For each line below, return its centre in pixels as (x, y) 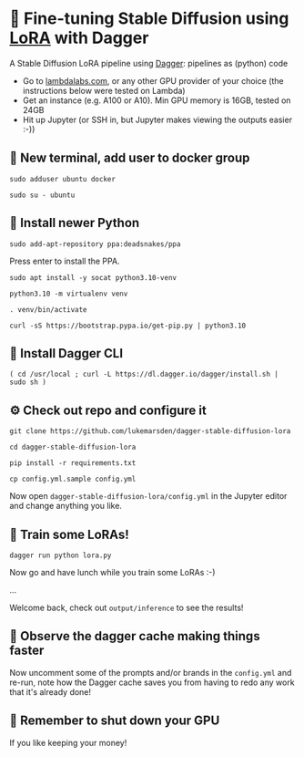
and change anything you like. (66, 506)
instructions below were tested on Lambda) (104, 90)
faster (27, 651)
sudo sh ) (28, 382)
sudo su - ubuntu (42, 195)
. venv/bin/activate (49, 309)
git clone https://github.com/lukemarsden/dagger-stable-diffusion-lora (150, 431)
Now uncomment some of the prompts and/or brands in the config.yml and (151, 672)
